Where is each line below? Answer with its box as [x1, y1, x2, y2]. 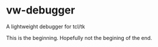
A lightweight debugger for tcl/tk [6, 23, 85, 30]
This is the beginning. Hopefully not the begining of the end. [6, 34, 152, 41]
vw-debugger [6, 4, 75, 17]
